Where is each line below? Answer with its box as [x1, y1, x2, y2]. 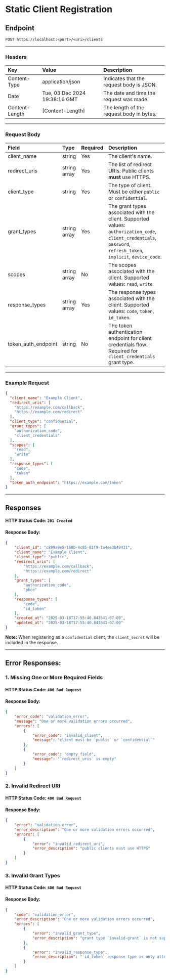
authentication [108, 328, 143, 335]
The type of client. [108, 182, 152, 189]
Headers [5, 53, 27, 60]
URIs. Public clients [108, 167, 154, 174]
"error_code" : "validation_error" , [14, 714, 90, 719]
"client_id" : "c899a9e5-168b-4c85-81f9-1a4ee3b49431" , [14, 545, 133, 550]
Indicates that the [103, 75, 145, 82]
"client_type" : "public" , [14, 555, 69, 560]
